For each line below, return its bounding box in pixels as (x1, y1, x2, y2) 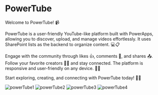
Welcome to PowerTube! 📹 (5, 19, 59, 25)
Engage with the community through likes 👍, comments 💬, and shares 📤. (5, 53, 153, 59)
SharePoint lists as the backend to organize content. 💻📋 (5, 41, 120, 47)
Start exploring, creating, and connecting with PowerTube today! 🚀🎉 (5, 74, 141, 81)
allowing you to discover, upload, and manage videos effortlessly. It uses (5, 36, 151, 42)
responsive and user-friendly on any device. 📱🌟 (5, 65, 101, 71)
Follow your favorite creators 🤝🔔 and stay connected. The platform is (5, 60, 143, 66)
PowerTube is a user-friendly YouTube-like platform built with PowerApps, (5, 30, 154, 37)
